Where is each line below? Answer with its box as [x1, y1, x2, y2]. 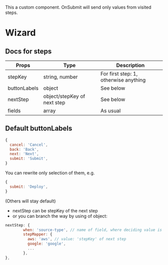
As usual [100, 107, 121, 114]
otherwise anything [100, 77, 146, 83]
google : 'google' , [27, 241, 66, 246]
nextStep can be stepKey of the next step [12, 207, 98, 213]
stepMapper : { [23, 232, 52, 237]
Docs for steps [5, 47, 52, 56]
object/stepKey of [43, 93, 85, 100]
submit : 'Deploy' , [9, 184, 48, 189]
